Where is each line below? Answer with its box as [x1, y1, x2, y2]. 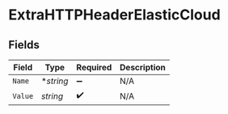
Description [120, 62, 166, 73]
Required [76, 62, 112, 73]
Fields [8, 38, 40, 52]
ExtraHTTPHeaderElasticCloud [8, 6, 221, 24]
